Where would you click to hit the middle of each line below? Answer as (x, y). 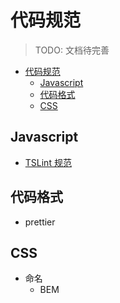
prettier (40, 222)
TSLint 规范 (48, 162)
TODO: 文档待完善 (72, 50)
